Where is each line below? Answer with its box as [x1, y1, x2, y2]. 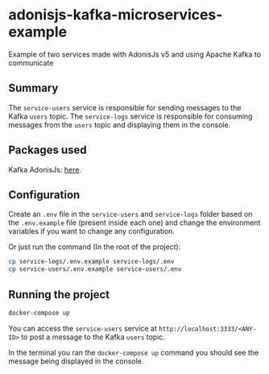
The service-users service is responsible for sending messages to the [8, 102, 242, 112]
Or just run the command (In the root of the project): [8, 242, 181, 251]
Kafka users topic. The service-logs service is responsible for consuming [8, 111, 253, 121]
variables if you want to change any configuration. [8, 226, 176, 236]
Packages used [8, 143, 87, 157]
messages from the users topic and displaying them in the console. [8, 119, 231, 130]
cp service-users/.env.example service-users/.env [8, 265, 182, 273]
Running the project [8, 288, 110, 301]
